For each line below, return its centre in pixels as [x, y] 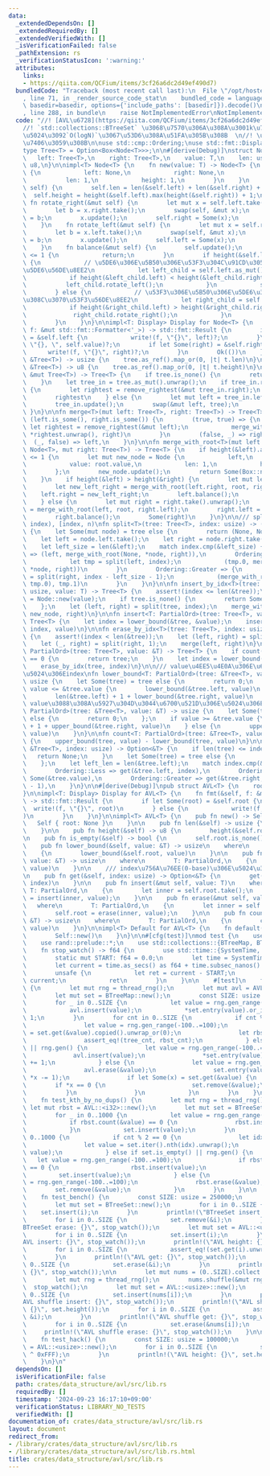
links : [34, 76]
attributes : [36, 68]
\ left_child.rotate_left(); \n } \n [120, 285]
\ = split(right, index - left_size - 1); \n [98, 577]
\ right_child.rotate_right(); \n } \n [127, 315]
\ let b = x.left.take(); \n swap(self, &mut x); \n [135, 233]
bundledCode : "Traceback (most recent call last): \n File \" [122, 90]
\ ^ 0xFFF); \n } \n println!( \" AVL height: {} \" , [131, 1355]
